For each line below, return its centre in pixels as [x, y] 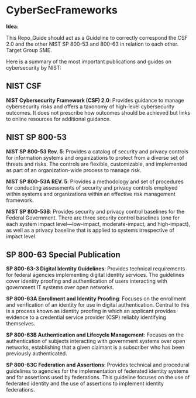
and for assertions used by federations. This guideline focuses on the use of [98, 378]
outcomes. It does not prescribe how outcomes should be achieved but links [98, 112]
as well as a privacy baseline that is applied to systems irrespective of [90, 230]
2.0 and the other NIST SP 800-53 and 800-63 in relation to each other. [92, 44]
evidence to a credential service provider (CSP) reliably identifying [86, 317]
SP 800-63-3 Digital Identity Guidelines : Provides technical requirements [96, 269]
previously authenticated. [37, 354]
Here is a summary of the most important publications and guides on [89, 61]
